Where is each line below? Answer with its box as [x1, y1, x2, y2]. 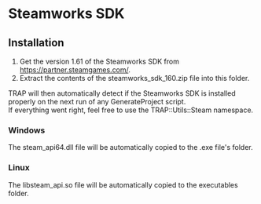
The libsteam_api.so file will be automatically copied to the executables [8, 180, 238, 189]
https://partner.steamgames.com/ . [19, 65, 131, 75]
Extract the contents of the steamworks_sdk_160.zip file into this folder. [19, 74, 250, 82]
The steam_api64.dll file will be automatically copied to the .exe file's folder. [8, 143, 253, 152]
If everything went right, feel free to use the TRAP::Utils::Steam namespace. [8, 105, 254, 115]
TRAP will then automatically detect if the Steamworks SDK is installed [8, 89, 236, 98]
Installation [8, 36, 64, 49]
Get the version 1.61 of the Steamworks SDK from [19, 56, 179, 66]
